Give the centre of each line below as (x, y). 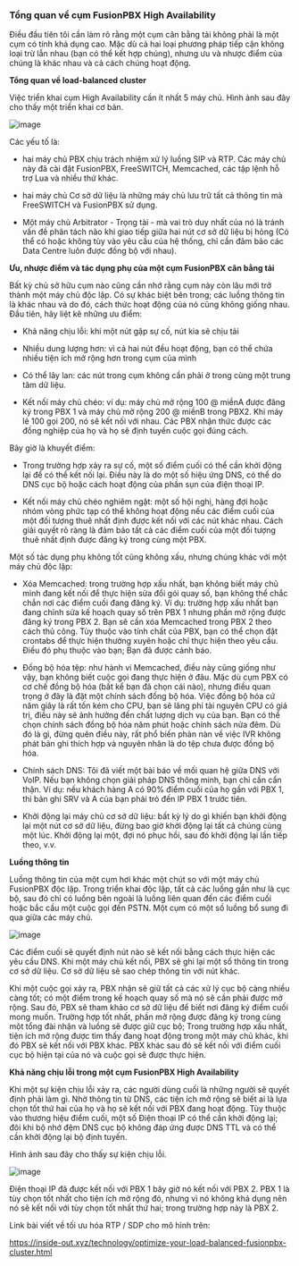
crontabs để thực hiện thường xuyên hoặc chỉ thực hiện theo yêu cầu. (150, 641)
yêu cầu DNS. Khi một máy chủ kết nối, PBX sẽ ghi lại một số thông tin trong (149, 962)
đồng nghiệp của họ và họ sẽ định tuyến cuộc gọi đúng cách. (135, 431)
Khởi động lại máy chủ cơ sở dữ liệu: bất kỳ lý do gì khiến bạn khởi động (154, 816)
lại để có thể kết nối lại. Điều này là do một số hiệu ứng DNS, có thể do (152, 475)
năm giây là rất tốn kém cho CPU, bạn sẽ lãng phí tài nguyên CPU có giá (155, 705)
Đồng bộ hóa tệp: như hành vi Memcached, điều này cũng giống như (149, 668)
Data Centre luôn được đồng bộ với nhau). (99, 251)
